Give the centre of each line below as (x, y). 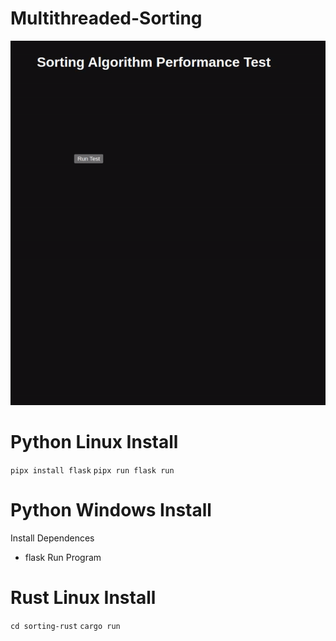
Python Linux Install (94, 442)
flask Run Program (63, 557)
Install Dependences (52, 538)
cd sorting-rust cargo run (65, 626)
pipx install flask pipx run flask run (92, 470)
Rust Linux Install (83, 597)
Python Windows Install (111, 510)
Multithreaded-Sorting (106, 18)
